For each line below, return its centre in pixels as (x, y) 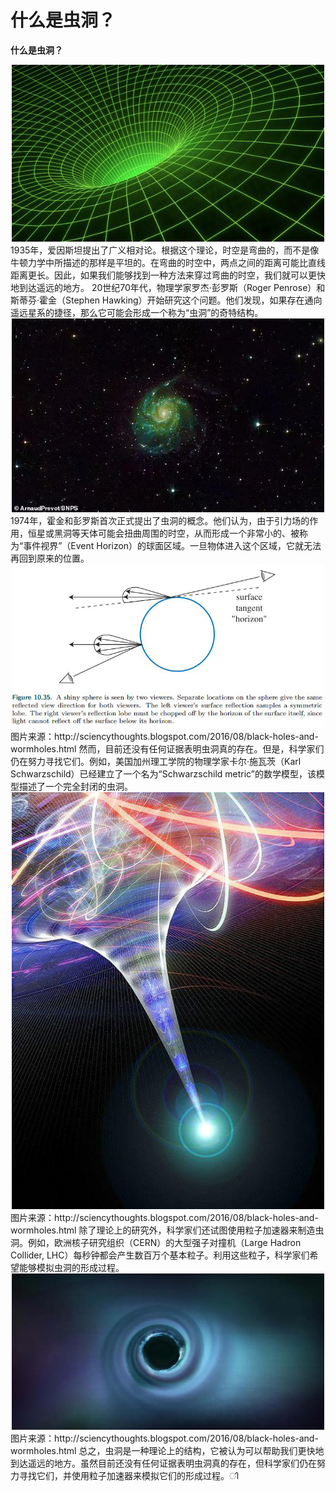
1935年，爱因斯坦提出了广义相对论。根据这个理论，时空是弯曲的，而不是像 (165, 250)
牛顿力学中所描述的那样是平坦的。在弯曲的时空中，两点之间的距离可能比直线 (168, 263)
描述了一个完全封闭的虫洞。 (75, 787)
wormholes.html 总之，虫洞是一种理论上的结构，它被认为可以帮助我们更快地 (167, 1451)
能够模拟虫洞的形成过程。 (71, 1268)
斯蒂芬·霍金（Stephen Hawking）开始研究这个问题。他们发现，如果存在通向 (166, 300)
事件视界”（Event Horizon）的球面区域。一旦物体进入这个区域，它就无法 (172, 546)
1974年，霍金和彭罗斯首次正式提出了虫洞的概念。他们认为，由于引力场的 (160, 521)
